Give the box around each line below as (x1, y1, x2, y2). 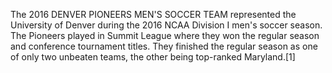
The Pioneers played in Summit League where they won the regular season (10, 30, 320, 41)
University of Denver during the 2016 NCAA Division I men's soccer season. (10, 19, 323, 31)
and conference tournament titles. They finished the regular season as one (10, 40, 318, 52)
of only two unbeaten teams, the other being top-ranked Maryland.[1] (10, 51, 296, 63)
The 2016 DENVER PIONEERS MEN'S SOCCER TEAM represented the (10, 9, 297, 20)
